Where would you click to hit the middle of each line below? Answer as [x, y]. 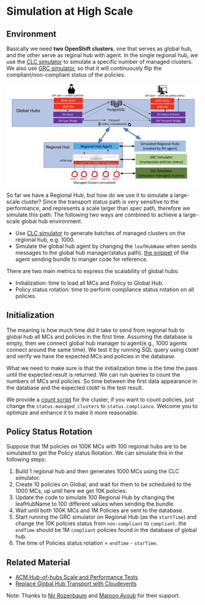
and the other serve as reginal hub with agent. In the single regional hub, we [102, 55]
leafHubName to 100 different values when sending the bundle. [95, 504]
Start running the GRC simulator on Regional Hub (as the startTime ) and [106, 517]
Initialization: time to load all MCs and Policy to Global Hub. [89, 283]
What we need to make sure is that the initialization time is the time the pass [102, 368]
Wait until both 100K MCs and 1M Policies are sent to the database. [99, 511]
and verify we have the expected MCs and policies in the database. [91, 356]
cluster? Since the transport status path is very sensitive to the [100, 201]
